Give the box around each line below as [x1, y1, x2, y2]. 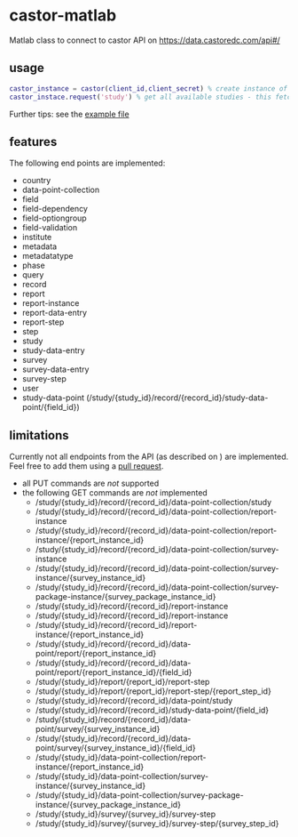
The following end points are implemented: [9, 157, 166, 169]
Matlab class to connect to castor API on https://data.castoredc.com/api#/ [9, 35, 281, 45]
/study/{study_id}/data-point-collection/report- [35, 752, 207, 763]
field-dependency [21, 204, 89, 214]
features [9, 134, 58, 149]
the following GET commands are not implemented [21, 487, 208, 498]
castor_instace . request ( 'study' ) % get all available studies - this [9, 93, 272, 101]
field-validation [21, 222, 78, 233]
